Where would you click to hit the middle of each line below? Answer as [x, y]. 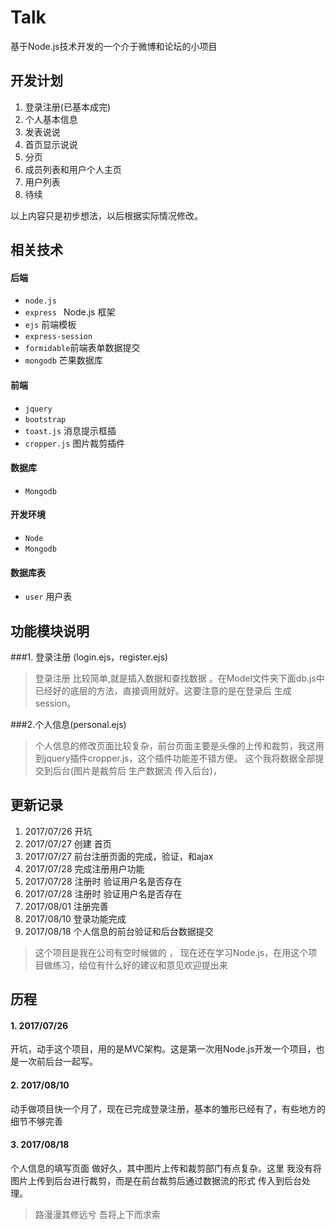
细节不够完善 [36, 1121]
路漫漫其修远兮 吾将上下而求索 [97, 1214]
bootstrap [45, 419]
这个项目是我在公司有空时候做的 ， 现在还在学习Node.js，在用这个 [171, 952]
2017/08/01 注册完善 [66, 906]
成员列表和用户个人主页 [73, 169]
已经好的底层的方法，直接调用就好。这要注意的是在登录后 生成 [163, 690]
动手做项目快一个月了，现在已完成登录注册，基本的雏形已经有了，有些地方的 [168, 1108]
